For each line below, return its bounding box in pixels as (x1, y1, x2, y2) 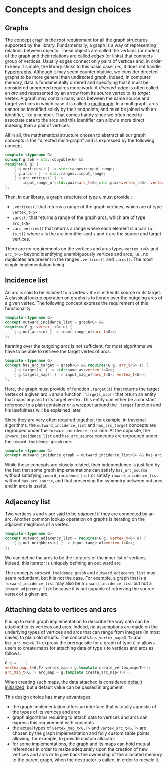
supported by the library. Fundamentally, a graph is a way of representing (5, 42, 156, 48)
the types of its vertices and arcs (12, 709, 80, 715)
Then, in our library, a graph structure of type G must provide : (5, 194, 132, 200)
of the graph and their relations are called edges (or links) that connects (5, 53, 153, 59)
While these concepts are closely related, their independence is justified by (5, 462, 160, 468)
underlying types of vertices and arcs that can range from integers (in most (5, 629, 160, 635)
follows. (5, 650, 21, 656)
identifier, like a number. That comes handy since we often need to (5, 112, 142, 118)
